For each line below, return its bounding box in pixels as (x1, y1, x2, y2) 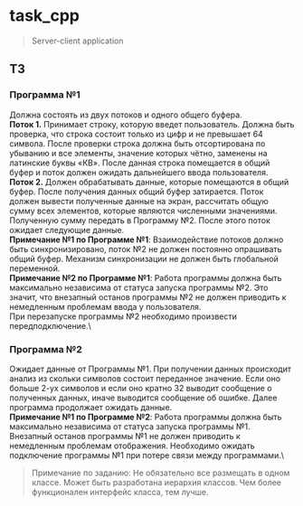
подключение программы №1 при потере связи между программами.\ (9, 449, 285, 461)
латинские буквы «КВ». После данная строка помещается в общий (9, 157, 270, 168)
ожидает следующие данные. (9, 224, 125, 235)
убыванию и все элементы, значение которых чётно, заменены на (9, 147, 269, 158)
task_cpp (9, 5, 80, 26)
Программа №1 (9, 89, 81, 101)
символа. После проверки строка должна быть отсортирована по (9, 137, 266, 149)
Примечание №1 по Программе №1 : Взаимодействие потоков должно (9, 234, 284, 245)
